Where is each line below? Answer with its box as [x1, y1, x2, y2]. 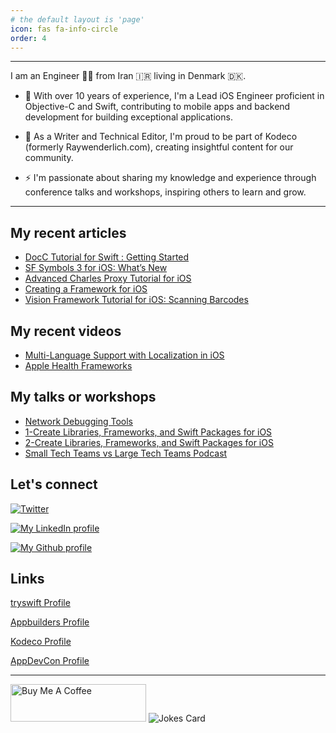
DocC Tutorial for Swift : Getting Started [24, 251, 190, 263]
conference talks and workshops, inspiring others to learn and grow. [24, 186, 307, 198]
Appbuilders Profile [10, 616, 90, 628]
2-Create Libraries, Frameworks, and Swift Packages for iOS [24, 436, 274, 448]
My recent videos [10, 322, 122, 340]
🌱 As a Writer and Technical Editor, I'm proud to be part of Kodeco [24, 131, 298, 143]
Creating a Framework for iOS [24, 283, 148, 295]
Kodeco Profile [10, 636, 72, 648]
